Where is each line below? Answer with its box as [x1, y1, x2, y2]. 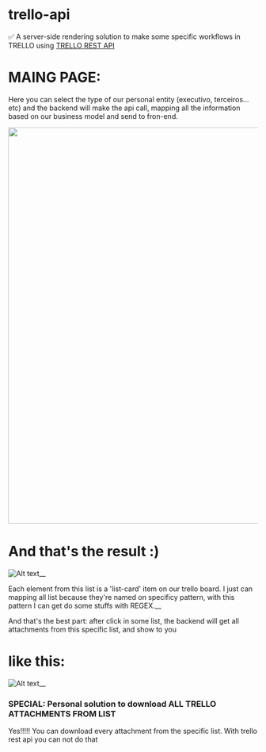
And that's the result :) [8, 543, 160, 560]
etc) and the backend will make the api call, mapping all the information [8, 103, 241, 113]
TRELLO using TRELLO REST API [8, 40, 115, 50]
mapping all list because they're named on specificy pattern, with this [8, 592, 235, 601]
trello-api [8, 6, 70, 24]
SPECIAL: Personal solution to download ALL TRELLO [8, 698, 217, 709]
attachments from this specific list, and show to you [8, 624, 177, 634]
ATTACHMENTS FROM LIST [8, 708, 116, 719]
